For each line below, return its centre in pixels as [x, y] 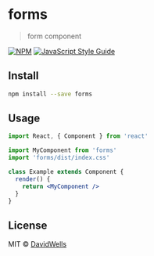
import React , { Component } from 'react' [78, 136]
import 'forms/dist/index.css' [59, 158]
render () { [33, 179]
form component [54, 36]
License [28, 225]
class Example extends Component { [66, 172]
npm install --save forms [50, 94]
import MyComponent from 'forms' [63, 150]
